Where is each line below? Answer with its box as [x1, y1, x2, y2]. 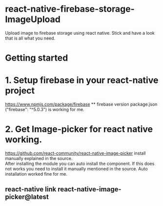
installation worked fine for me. [5, 171, 67, 177]
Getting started [5, 52, 68, 64]
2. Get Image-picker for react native [5, 124, 153, 135]
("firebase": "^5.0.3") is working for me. [5, 107, 84, 113]
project [5, 85, 35, 96]
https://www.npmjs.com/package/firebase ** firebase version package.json [5, 101, 158, 107]
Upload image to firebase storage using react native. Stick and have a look [5, 30, 155, 36]
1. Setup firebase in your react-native [5, 75, 159, 86]
